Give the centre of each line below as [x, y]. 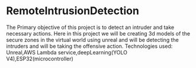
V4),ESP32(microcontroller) [40, 59]
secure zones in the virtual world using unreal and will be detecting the [92, 40]
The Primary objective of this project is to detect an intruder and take [90, 27]
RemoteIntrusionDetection [73, 11]
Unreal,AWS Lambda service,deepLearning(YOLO [67, 52]
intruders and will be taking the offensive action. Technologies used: [89, 46]
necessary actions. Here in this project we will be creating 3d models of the [98, 33]
